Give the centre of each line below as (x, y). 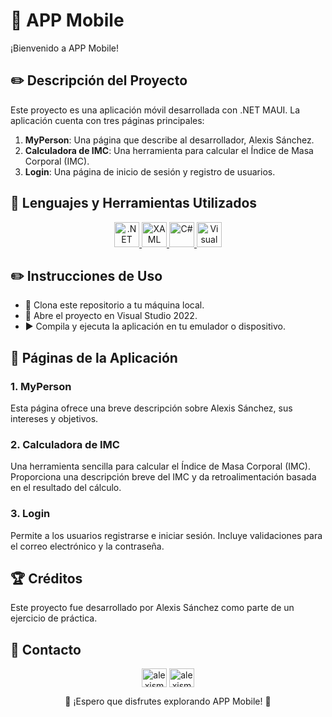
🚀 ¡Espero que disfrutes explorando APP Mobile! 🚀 (168, 701)
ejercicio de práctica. (54, 618)
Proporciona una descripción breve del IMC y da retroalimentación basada (163, 477)
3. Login (30, 514)
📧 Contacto (46, 649)
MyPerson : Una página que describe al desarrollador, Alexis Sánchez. (169, 140)
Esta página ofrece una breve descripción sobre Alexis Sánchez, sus (151, 408)
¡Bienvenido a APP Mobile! (64, 48)
